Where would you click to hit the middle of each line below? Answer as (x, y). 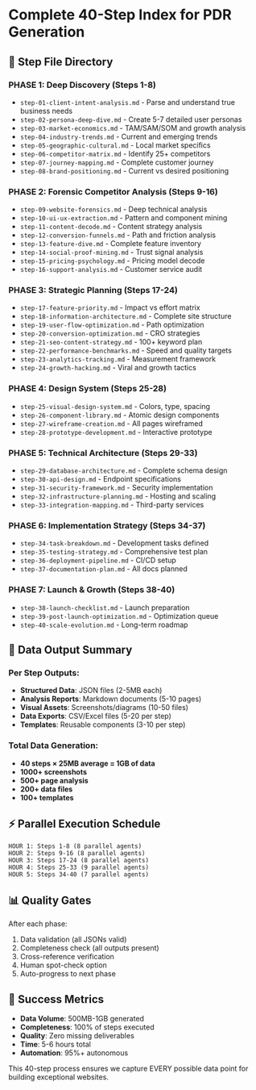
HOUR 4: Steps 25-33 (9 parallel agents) (79, 868)
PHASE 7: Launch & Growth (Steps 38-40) (92, 590)
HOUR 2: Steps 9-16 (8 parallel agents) (77, 854)
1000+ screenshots (53, 771)
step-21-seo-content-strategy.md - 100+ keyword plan (111, 342)
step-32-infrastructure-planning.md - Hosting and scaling (118, 496)
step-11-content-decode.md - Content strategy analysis (111, 227)
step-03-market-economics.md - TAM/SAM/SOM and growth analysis (133, 127)
